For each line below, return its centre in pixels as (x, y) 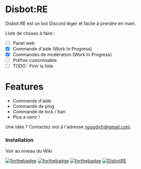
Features (24, 87)
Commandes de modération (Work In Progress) (62, 55)
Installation (20, 140)
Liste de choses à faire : (30, 33)
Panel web (24, 43)
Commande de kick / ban (39, 112)
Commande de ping (33, 106)
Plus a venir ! (26, 117)
